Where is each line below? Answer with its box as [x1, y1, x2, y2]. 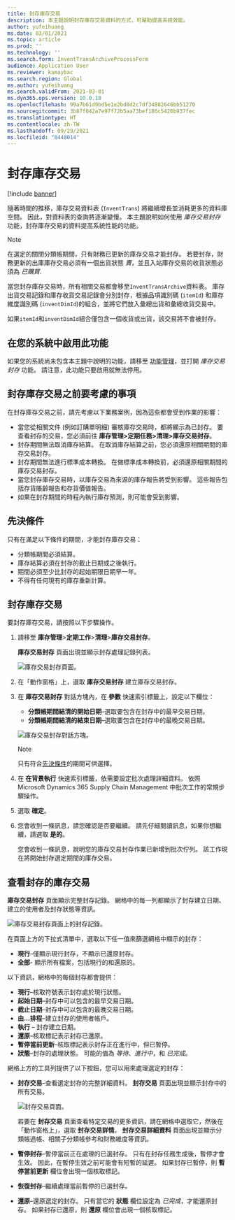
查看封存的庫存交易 [7, 876, 90, 888]
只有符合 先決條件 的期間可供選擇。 [17, 759, 116, 768]
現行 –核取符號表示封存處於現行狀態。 [17, 988, 125, 996]
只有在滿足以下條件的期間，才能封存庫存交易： [7, 535, 142, 543]
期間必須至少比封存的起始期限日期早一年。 [17, 567, 141, 575]
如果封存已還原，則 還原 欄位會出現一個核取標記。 [31, 1205, 176, 1214]
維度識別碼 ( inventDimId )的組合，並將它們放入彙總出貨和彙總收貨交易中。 [7, 300, 220, 308]
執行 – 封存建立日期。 [17, 1023, 80, 1031]
